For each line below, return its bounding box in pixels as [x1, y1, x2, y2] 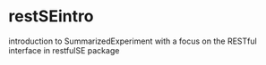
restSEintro [8, 6, 94, 27]
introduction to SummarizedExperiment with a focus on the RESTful [8, 36, 257, 46]
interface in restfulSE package [8, 45, 120, 55]
